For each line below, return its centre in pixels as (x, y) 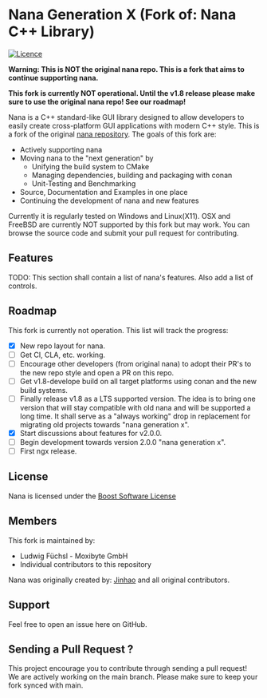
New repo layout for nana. (63, 346)
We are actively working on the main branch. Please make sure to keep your (133, 677)
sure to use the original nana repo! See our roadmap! (97, 101)
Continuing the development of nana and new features (109, 200)
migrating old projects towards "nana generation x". (104, 424)
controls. (23, 286)
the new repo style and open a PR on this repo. (97, 372)
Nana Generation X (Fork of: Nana (122, 15)
